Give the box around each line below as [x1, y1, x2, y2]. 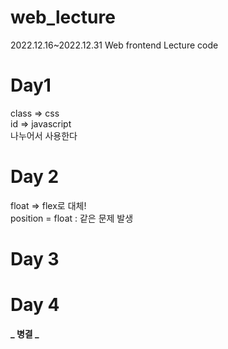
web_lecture [10, 6, 116, 29]
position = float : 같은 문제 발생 [10, 212, 134, 224]
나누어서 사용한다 [10, 129, 78, 141]
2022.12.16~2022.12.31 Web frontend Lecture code [10, 39, 219, 51]
